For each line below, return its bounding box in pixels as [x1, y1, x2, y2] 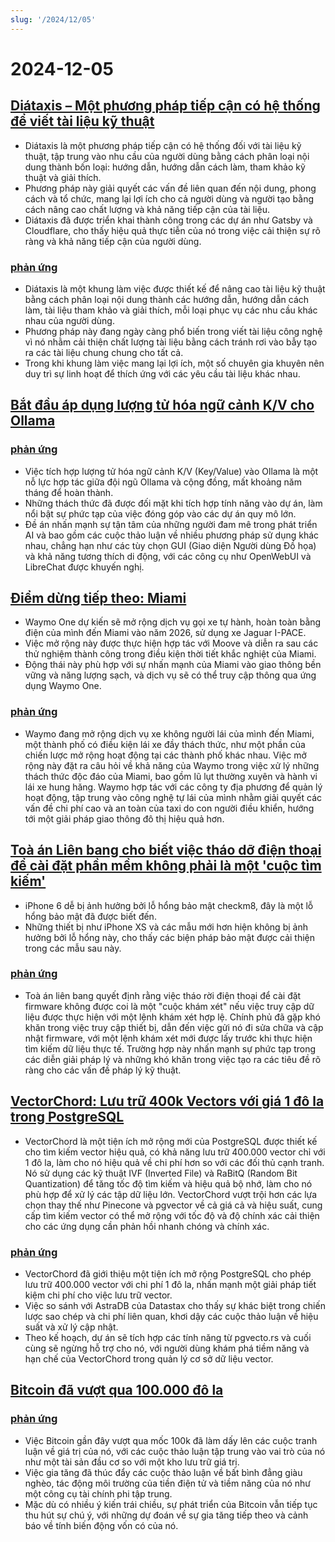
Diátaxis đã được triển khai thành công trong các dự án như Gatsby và [24, 214, 313, 226]
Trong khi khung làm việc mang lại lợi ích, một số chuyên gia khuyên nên [24, 357, 325, 369]
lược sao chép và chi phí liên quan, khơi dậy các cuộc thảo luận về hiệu [24, 1310, 319, 1322]
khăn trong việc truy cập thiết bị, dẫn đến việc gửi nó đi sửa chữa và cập [24, 1021, 324, 1033]
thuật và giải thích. [24, 171, 102, 183]
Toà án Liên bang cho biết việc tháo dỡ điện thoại [10, 842, 322, 859]
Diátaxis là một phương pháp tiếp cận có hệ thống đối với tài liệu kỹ [24, 139, 302, 151]
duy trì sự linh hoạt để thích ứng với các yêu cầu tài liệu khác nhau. [24, 367, 301, 380]
